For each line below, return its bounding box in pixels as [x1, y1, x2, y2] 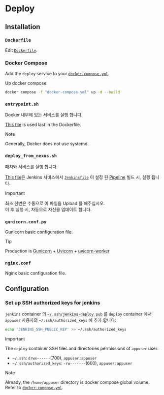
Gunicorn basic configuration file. [5, 229, 73, 235]
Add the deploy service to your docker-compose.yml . [5, 71, 110, 77]
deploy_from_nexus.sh [5, 153, 57, 159]
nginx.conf [5, 260, 31, 266]
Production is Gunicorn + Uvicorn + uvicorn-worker [5, 248, 110, 254]
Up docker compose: [5, 80, 48, 86]
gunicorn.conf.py [5, 219, 47, 224]
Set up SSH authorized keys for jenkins [5, 299, 100, 306]
